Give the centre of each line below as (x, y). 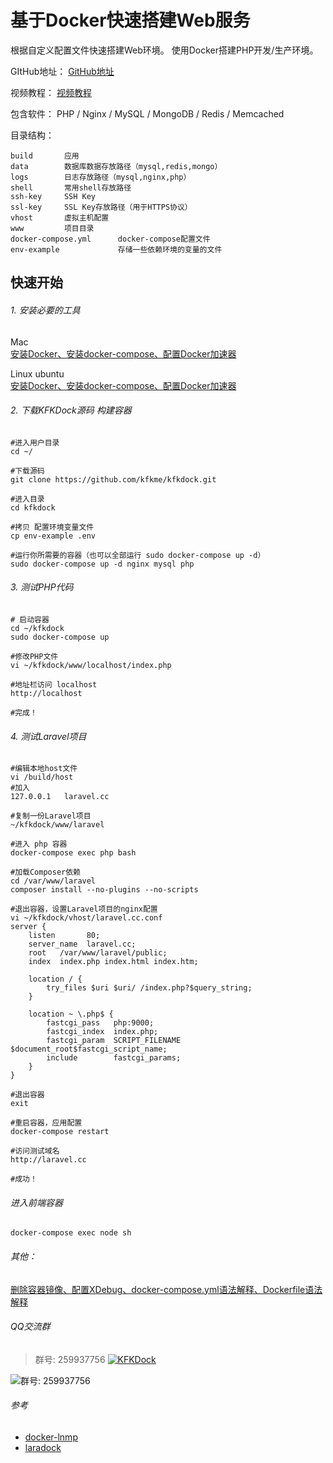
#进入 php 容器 (39, 844)
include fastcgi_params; (114, 1058)
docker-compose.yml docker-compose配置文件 (110, 239)
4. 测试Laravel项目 (48, 736)
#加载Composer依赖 (45, 872)
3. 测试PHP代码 (42, 587)
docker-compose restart (60, 1132)
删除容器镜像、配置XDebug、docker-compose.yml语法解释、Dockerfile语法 (166, 1289)
